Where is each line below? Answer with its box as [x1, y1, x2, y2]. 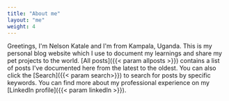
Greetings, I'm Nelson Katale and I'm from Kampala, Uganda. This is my [7, 42, 212, 50]
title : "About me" [7, 10, 61, 17]
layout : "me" [7, 17, 45, 24]
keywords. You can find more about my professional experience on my [7, 79, 210, 87]
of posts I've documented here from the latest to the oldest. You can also [7, 64, 216, 73]
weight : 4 [7, 23, 36, 30]
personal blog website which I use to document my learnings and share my [7, 49, 223, 57]
